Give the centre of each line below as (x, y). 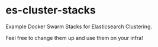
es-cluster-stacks (51, 10)
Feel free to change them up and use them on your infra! (74, 38)
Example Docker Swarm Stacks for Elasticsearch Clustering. (79, 26)
